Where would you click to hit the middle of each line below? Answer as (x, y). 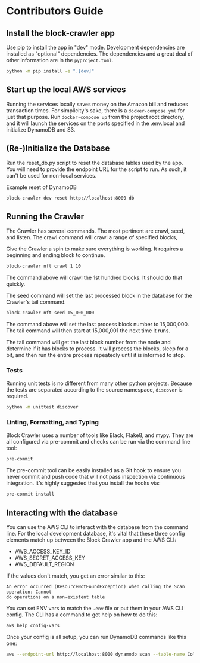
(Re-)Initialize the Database (58, 149)
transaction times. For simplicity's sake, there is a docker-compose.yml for (96, 110)
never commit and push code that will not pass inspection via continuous (96, 477)
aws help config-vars (33, 625)
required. (17, 396)
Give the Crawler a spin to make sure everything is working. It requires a (95, 249)
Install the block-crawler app (60, 33)
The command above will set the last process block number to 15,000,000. (98, 324)
